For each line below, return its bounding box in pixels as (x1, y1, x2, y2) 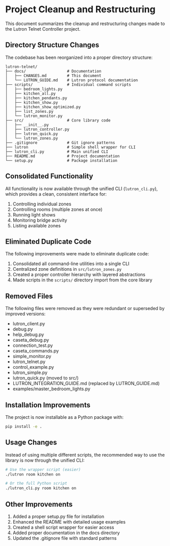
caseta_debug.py (12, 337, 50, 343)
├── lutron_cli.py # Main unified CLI (5, 149, 109, 154)
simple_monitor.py (12, 353, 52, 360)
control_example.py (12, 364, 55, 370)
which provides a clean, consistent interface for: (5, 191, 107, 197)
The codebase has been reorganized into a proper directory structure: (5, 54, 153, 60)
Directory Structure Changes (5, 41, 100, 50)
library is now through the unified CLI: (5, 457, 85, 463)
